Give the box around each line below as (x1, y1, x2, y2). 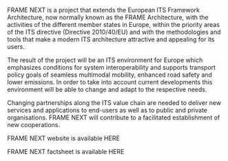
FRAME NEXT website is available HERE (7, 134, 121, 142)
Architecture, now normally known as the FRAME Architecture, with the (7, 13, 209, 21)
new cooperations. (7, 121, 61, 129)
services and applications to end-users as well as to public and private (7, 106, 208, 114)
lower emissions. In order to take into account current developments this (7, 78, 213, 86)
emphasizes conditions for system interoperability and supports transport (7, 64, 216, 71)
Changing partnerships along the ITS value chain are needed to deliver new (7, 99, 222, 106)
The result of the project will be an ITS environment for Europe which (7, 56, 203, 64)
